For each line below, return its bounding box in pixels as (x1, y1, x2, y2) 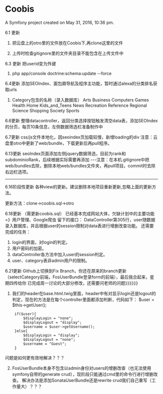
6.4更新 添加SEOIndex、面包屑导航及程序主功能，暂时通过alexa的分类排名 (5, 80, 154, 86)
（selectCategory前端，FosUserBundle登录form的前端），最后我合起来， (5, 274, 150, 280)
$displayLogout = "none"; (23, 337, 76, 342)
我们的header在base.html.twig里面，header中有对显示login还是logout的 (12, 290, 156, 296)
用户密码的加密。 (12, 245, 47, 251)
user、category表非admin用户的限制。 (12, 257, 90, 263)
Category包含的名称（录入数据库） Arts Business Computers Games (12, 97, 149, 103)
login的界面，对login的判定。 (12, 239, 70, 245)
